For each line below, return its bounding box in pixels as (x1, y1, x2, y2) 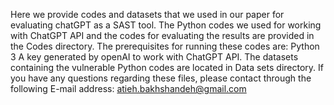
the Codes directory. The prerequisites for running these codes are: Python (10, 40, 320, 52)
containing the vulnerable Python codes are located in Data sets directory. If (10, 62, 324, 73)
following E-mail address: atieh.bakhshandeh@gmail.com (10, 83, 247, 94)
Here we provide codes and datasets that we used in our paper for (10, 9, 285, 20)
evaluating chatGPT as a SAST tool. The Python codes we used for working (10, 19, 322, 31)
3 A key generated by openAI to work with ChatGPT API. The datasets (10, 51, 299, 63)
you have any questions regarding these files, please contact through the (10, 72, 312, 84)
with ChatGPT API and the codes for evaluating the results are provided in (10, 30, 315, 41)
